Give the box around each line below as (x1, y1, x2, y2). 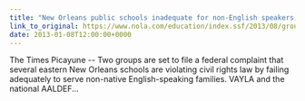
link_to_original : (9, 22, 79, 31)
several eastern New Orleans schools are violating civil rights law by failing (9, 64, 290, 75)
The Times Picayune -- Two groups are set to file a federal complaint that (9, 55, 284, 66)
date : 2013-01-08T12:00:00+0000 (9, 30, 132, 39)
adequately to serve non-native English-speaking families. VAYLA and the (9, 74, 285, 85)
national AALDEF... (9, 83, 79, 95)
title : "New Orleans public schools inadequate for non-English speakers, (9, 13, 299, 23)
